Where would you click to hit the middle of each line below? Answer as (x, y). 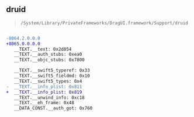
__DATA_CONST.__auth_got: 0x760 (53, 108)
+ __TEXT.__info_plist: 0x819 (44, 92)
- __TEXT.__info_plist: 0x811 (44, 87)
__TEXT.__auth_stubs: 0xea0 (48, 55)
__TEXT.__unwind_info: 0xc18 (49, 97)
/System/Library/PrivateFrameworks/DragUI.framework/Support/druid (104, 23)
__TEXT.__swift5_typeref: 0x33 (52, 70)
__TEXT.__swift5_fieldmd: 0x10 (52, 76)
